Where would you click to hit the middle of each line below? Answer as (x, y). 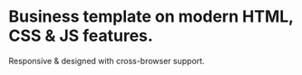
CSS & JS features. (81, 36)
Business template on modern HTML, (151, 17)
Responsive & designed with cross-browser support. (107, 61)
